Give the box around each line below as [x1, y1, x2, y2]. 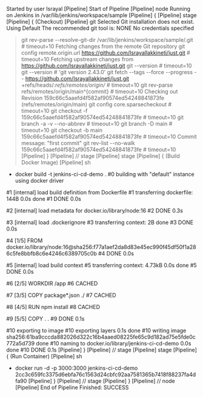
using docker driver [15, 177, 64, 184]
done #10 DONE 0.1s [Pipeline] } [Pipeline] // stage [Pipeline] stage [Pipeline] [6, 346, 197, 353]
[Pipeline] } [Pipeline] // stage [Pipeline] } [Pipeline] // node [28, 378, 176, 384]
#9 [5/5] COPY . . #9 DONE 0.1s [6, 315, 85, 322]
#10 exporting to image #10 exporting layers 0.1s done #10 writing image [6, 327, 187, 334]
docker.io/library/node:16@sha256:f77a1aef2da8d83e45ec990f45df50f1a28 [6, 243, 197, 251]
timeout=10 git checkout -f [21, 107, 88, 114]
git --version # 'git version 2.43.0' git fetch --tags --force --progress [21, 69, 193, 75]
